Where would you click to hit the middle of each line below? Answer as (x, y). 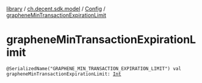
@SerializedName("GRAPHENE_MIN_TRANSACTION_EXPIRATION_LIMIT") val (94, 68)
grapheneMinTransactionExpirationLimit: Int (64, 74)
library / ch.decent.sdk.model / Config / (56, 9)
